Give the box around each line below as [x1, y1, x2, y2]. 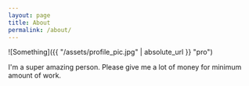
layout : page [8, 11, 51, 20]
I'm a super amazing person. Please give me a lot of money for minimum [8, 63, 242, 72]
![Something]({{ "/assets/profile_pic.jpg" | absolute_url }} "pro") [8, 48, 213, 57]
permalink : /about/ [8, 26, 72, 34]
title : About [8, 19, 51, 27]
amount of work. [8, 71, 61, 81]
